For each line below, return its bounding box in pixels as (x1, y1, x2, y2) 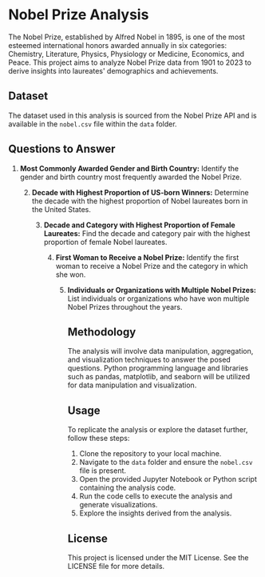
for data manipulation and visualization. (67, 380, 197, 390)
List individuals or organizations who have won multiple (67, 294, 250, 303)
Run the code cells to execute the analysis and (79, 491, 233, 501)
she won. (55, 270, 86, 279)
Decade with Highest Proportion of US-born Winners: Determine (31, 187, 249, 197)
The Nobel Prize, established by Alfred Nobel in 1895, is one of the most (8, 32, 245, 42)
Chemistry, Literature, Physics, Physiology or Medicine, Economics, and (8, 49, 245, 58)
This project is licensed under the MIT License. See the (67, 553, 249, 562)
